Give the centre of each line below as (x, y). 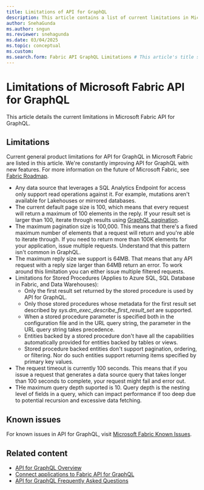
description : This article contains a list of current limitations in (97, 18)
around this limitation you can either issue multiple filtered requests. (100, 272)
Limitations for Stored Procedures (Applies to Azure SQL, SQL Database (105, 278)
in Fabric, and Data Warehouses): (57, 284)
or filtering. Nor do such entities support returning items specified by (110, 355)
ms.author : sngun (28, 29)
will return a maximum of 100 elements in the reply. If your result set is (103, 213)
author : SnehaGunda (31, 23)
